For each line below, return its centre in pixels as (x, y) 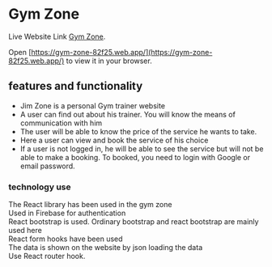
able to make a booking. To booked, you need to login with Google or (135, 157)
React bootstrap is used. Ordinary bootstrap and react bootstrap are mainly (134, 222)
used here (25, 231)
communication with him (61, 123)
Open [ (20, 52)
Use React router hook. (47, 256)
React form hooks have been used (66, 239)
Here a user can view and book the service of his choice (114, 140)
